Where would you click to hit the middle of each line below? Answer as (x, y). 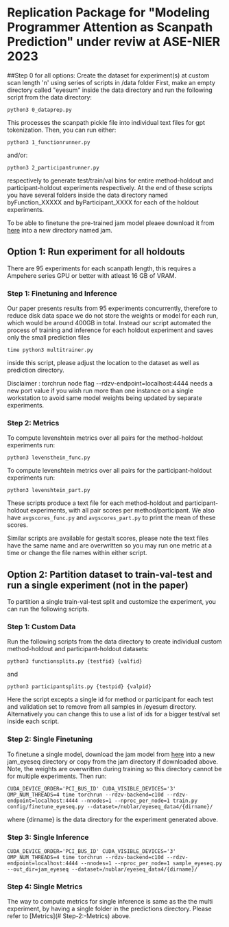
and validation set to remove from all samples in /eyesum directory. (102, 707)
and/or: (17, 155)
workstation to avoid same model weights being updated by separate (105, 398)
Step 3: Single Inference (48, 837)
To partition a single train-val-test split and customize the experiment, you (111, 602)
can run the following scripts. (48, 609)
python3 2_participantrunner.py (53, 167)
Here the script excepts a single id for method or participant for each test (110, 700)
